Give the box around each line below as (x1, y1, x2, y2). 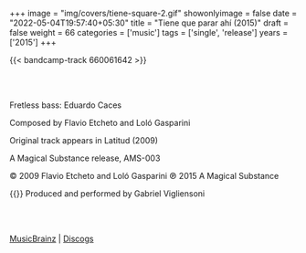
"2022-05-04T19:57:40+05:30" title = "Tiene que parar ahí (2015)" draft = (9, 17, 290, 28)
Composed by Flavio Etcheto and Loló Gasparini (9, 118, 191, 128)
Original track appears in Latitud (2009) (9, 135, 158, 145)
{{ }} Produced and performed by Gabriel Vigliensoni (9, 188, 206, 199)
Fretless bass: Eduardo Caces (9, 100, 121, 111)
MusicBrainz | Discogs (9, 233, 94, 244)
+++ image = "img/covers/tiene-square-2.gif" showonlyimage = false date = (9, 8, 298, 18)
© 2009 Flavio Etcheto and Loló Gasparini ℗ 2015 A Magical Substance (9, 171, 280, 181)
